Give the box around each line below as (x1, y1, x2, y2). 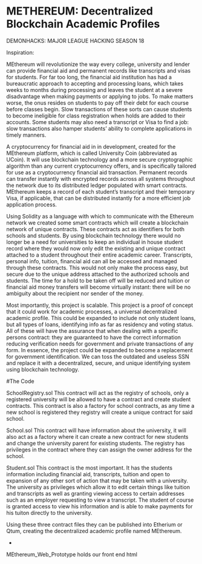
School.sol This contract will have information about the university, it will (6, 427, 186, 434)
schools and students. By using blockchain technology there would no (6, 232, 181, 239)
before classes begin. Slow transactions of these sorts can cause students (6, 105, 192, 113)
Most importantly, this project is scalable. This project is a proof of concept (6, 301, 194, 309)
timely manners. (6, 131, 47, 139)
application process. (6, 201, 57, 208)
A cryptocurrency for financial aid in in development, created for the (6, 143, 176, 150)
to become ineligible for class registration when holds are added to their (6, 112, 186, 119)
